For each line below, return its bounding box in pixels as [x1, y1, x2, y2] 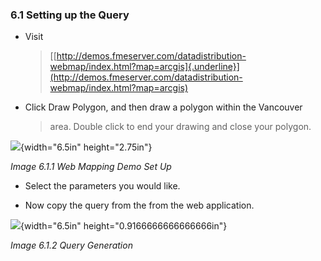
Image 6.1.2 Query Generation [10, 239, 133, 252]
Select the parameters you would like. [24, 180, 181, 192]
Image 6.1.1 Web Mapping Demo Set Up [10, 161, 172, 173]
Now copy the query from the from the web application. [24, 199, 255, 212]
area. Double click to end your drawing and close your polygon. [49, 121, 312, 133]
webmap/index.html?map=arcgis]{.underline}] [49, 61, 240, 73]
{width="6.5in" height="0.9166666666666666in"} [20, 220, 228, 232]
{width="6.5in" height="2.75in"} [20, 141, 153, 153]
